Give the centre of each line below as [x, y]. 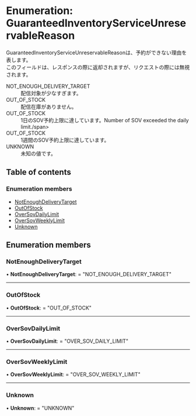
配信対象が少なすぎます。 [51, 93]
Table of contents [38, 172]
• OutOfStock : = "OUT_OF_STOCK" [49, 308]
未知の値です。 [38, 153]
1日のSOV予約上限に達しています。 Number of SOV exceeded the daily [105, 120]
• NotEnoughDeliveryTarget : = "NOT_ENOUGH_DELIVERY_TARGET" [89, 274]
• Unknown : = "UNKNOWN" [40, 408]
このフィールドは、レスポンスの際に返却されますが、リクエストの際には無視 [98, 67]
